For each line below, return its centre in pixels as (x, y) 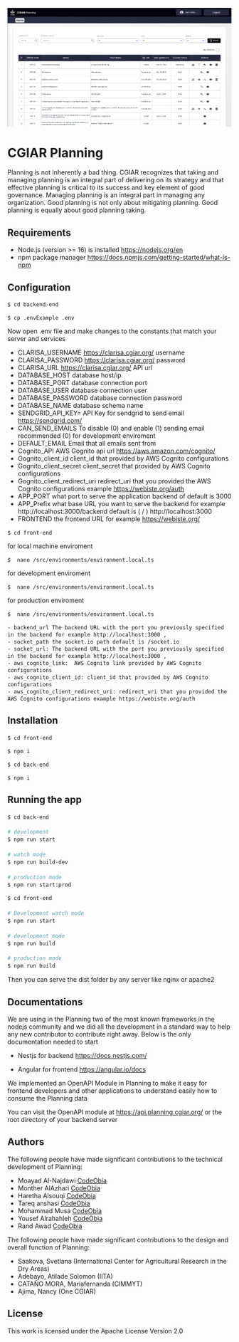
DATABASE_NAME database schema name (80, 406)
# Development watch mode (46, 913)
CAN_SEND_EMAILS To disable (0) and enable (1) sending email (111, 429)
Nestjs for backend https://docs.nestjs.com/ (82, 1056)
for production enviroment (46, 601)
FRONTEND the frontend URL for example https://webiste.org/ (109, 519)
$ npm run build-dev (38, 862)
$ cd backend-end (33, 305)
